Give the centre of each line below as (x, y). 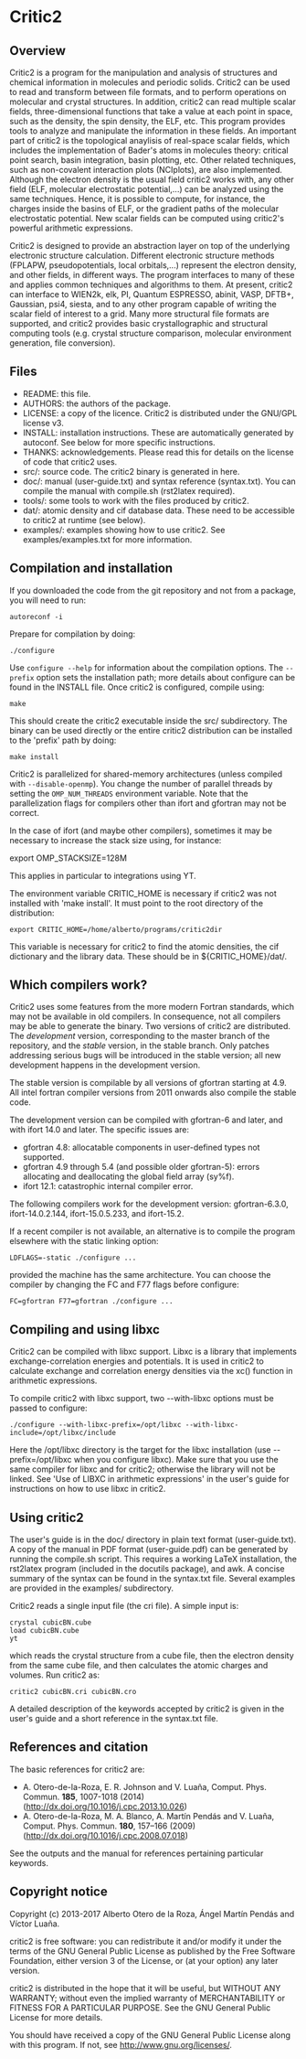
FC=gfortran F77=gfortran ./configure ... (91, 1302)
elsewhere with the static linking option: (84, 1241)
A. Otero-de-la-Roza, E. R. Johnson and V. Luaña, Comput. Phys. (145, 1786)
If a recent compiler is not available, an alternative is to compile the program (153, 1231)
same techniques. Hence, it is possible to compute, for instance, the (137, 199)
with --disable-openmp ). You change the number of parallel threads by (141, 783)
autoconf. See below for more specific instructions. (119, 442)
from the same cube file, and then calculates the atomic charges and (139, 1666)
